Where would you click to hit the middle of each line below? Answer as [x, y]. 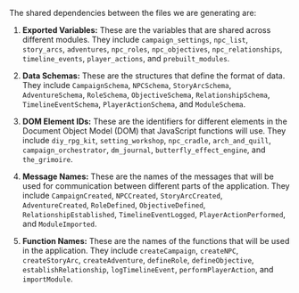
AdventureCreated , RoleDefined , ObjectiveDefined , [114, 205]
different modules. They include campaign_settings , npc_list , [135, 40]
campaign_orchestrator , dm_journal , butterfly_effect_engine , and [144, 150]
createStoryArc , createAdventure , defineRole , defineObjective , [138, 260]
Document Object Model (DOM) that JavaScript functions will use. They [154, 131]
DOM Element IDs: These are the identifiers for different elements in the [154, 121]
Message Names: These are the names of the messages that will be [148, 176]
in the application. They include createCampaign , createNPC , [130, 250]
